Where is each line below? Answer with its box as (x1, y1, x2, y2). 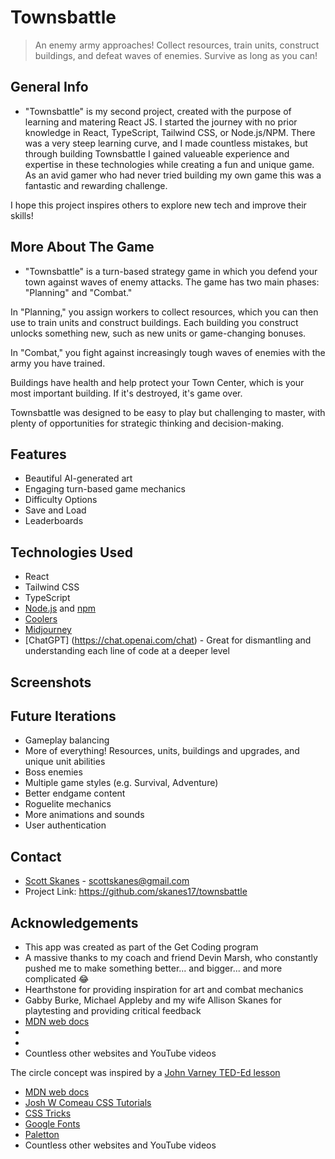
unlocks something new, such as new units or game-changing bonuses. (10, 327, 307, 339)
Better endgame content (24, 787, 126, 800)
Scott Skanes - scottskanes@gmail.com (24, 875, 190, 887)
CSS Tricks (24, 1107, 72, 1120)
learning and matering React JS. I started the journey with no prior (24, 116, 298, 128)
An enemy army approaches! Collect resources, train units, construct (34, 39, 320, 51)
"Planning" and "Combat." (24, 286, 133, 298)
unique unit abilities (24, 756, 106, 768)
